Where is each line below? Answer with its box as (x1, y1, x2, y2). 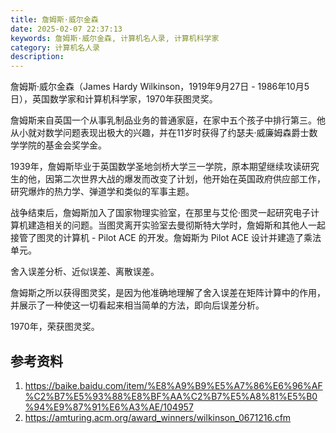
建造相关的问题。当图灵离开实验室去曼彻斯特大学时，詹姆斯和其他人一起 (27, 219, 326, 231)
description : (10, 52, 65, 62)
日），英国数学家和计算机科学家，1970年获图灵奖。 (10, 93, 218, 105)
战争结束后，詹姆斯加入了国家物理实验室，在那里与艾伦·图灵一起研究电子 (10, 207, 312, 219)
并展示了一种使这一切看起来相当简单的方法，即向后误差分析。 (10, 299, 265, 311)
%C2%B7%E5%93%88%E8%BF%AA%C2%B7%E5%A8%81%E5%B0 (24, 390, 318, 402)
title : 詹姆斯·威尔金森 (10, 14, 99, 25)
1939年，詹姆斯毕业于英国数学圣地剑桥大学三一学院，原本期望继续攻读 (10, 161, 302, 173)
